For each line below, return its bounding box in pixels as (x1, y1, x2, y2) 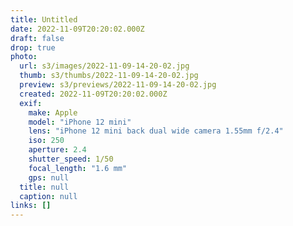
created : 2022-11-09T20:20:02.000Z (19, 89, 168, 99)
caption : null (19, 191, 78, 201)
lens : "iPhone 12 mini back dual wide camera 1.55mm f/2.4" (28, 126, 284, 136)
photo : (10, 52, 38, 62)
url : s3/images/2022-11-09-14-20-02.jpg (19, 61, 190, 71)
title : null (19, 182, 70, 192)
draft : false (10, 33, 65, 43)
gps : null (28, 172, 70, 183)
